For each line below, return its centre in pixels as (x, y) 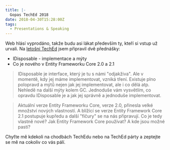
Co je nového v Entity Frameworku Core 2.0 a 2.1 (63, 64)
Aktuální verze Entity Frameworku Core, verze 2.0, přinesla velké (85, 105)
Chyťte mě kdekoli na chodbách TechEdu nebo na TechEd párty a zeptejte (83, 137)
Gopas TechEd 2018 (29, 15)
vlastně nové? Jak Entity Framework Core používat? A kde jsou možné (91, 122)
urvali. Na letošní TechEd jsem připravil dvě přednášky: (63, 49)
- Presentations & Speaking (40, 29)
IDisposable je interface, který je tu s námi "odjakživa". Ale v (80, 74)
